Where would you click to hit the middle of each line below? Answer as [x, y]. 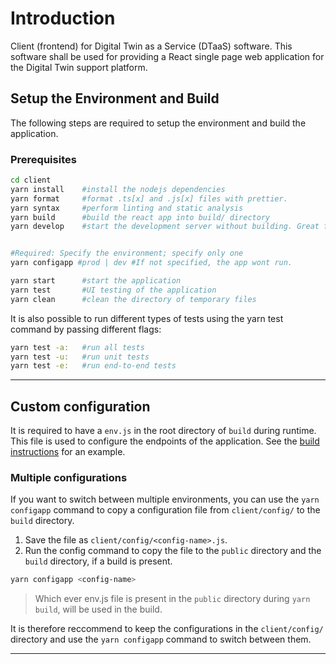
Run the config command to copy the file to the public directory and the [173, 551]
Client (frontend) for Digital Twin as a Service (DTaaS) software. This [151, 46]
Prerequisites [43, 159]
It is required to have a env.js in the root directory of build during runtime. [163, 431]
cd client [31, 180]
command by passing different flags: [86, 329]
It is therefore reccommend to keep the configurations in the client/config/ [167, 629]
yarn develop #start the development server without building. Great [165, 227]
